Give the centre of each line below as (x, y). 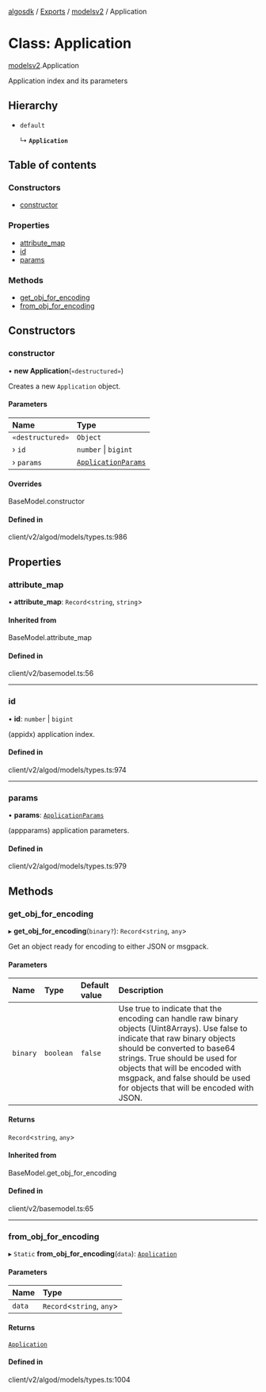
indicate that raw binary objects (177, 1038)
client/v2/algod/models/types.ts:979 (67, 866)
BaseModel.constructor (47, 501)
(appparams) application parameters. (69, 830)
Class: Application (70, 44)
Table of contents (52, 165)
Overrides (25, 484)
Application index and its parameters (68, 81)
